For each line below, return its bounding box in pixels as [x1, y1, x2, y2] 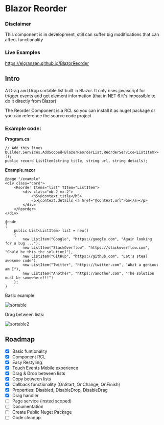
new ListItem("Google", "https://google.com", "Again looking [23, 237, 152, 241]
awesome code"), [5, 258, 38, 263]
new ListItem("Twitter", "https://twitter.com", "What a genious [23, 262, 159, 267]
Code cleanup [12, 415, 41, 421]
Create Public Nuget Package [12, 409, 72, 415]
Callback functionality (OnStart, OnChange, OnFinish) [12, 381, 120, 388]
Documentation [12, 403, 44, 410]
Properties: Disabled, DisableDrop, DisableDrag [12, 387, 108, 393]
